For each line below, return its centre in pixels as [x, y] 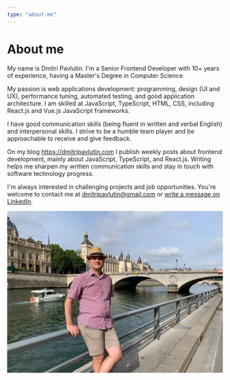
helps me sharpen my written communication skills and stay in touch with [111, 166]
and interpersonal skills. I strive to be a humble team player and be [101, 131]
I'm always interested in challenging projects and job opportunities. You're [112, 187]
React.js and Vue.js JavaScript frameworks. [68, 110]
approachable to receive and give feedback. [69, 138]
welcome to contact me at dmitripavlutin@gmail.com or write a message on [114, 194]
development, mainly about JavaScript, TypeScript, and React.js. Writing [109, 159]
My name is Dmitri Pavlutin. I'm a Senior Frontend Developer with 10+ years [113, 68]
